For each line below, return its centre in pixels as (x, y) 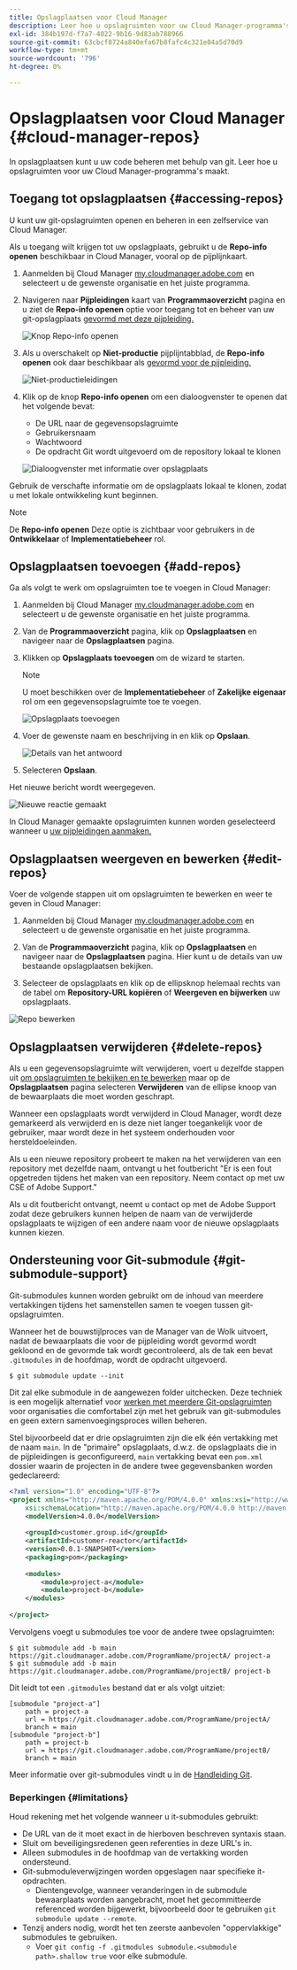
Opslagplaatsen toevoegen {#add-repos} (125, 567)
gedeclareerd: (34, 1475)
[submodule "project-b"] (55, 1735)
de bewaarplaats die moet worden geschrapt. (92, 1097)
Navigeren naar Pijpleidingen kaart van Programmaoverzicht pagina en (153, 300)
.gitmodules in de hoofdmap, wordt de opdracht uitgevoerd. (118, 1359)
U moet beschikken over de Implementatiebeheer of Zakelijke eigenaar (154, 692)
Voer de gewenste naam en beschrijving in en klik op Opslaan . (136, 736)
